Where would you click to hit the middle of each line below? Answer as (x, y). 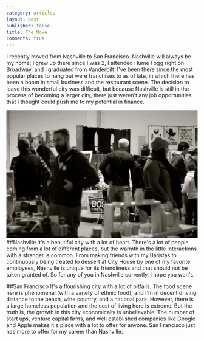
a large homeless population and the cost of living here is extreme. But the (99, 305)
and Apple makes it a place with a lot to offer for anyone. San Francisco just (101, 325)
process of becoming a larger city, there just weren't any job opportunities (99, 95)
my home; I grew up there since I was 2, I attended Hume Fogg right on (95, 63)
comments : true (25, 39)
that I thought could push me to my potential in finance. (75, 102)
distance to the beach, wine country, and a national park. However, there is (100, 299)
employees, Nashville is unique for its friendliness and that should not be (97, 268)
